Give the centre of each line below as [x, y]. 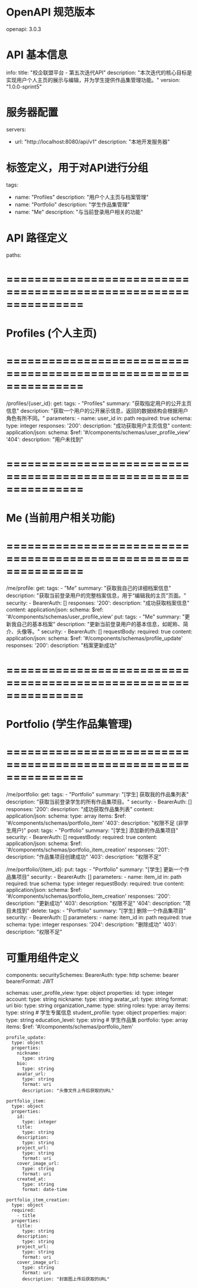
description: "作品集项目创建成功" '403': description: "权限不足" [84, 856]
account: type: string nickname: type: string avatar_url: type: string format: [97, 999]
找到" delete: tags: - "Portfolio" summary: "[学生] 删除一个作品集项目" [101, 910]
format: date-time [44, 1189]
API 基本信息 [37, 55]
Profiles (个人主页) [52, 333]
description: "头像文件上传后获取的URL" [68, 1091]
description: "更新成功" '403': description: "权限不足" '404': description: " [96, 903]
